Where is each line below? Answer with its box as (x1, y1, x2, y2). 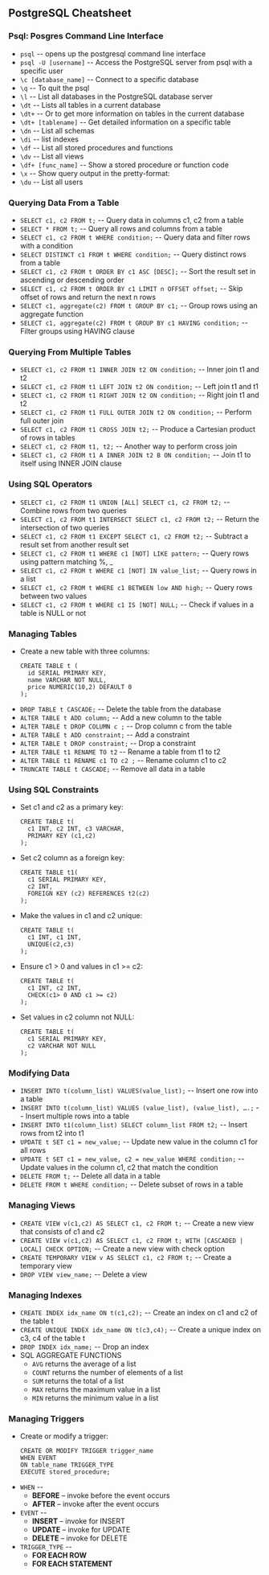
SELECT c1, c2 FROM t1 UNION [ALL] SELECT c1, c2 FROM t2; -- (19, 497, 230, 507)
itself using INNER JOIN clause (19, 458, 122, 469)
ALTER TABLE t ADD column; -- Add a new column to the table (19, 712, 222, 722)
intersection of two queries (19, 523, 110, 532)
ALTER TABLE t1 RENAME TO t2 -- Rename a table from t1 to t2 (19, 747, 221, 757)
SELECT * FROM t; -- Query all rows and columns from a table (19, 224, 222, 233)
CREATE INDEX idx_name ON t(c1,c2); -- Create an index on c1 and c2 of (19, 1308, 259, 1318)
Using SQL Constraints (8, 784, 99, 795)
